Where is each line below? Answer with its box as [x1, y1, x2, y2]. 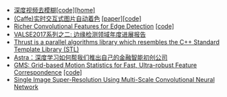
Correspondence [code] [13, 68, 83, 77]
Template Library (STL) [13, 45, 79, 53]
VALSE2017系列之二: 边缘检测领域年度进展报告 [13, 30, 147, 38]
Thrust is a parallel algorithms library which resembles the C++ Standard [13, 38, 220, 46]
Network [13, 83, 39, 91]
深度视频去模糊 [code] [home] [13, 6, 96, 14]
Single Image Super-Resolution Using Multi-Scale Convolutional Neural [13, 76, 215, 83]
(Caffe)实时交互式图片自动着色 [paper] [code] [13, 14, 142, 23]
